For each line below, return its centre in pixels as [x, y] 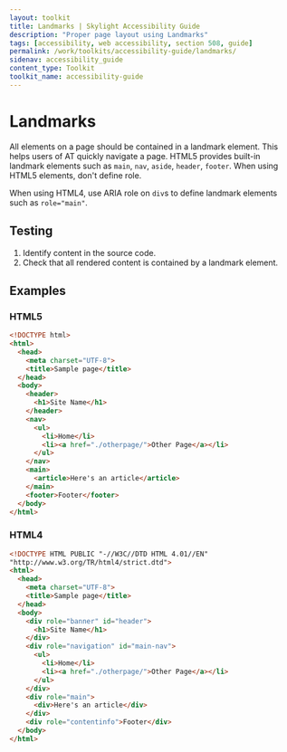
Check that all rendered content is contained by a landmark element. [150, 262]
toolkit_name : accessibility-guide [77, 77]
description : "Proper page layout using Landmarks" [109, 34]
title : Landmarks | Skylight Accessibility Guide [105, 26]
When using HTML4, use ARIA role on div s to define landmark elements [143, 193]
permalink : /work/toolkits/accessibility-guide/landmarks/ [123, 52]
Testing [31, 231]
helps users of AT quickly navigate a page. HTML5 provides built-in [135, 156]
